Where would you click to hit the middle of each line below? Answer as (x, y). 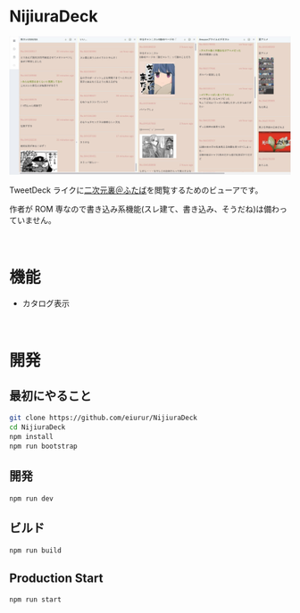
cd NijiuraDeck (37, 427)
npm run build (36, 551)
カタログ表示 (46, 303)
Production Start (56, 578)
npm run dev (31, 498)
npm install (31, 437)
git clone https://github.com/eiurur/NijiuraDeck (104, 418)
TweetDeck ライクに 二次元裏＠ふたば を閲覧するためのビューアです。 (136, 190)
